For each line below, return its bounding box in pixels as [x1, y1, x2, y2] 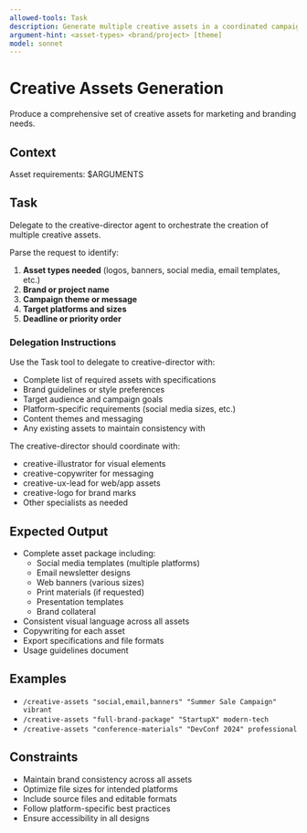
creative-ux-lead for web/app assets [22, 478, 162, 489]
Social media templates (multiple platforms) [36, 557, 201, 568]
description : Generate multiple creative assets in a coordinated [9, 22, 268, 31]
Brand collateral [36, 606, 96, 617]
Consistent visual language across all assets [22, 616, 190, 627]
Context [9, 144, 57, 160]
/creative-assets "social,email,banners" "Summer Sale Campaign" [22, 697, 277, 706]
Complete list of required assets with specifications [22, 374, 217, 385]
